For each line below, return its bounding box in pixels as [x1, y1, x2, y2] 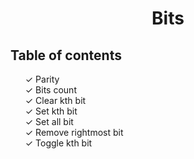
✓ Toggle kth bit [24, 137, 93, 149]
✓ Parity [24, 73, 60, 85]
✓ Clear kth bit [24, 95, 87, 106]
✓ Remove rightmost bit [24, 127, 124, 138]
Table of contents [10, 47, 122, 64]
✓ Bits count [24, 84, 77, 96]
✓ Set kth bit [24, 105, 78, 117]
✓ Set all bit [24, 116, 74, 127]
